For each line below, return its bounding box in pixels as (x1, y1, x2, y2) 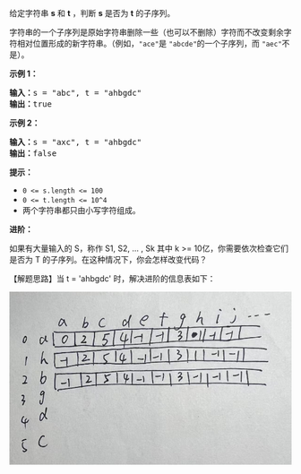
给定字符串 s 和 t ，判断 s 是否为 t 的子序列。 (9, 8, 176, 18)
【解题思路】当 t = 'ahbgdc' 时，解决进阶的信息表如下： (9, 273, 216, 284)
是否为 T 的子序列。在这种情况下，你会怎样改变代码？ (9, 254, 208, 264)
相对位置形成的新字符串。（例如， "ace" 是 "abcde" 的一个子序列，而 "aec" (16, 39, 282, 48)
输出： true (9, 99, 52, 109)
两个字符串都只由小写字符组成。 (21, 205, 141, 215)
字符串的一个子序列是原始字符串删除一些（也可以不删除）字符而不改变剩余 (9, 27, 284, 38)
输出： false (9, 149, 57, 159)
